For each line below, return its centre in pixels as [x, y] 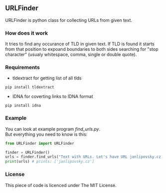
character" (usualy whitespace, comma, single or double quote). [71, 55]
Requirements [23, 68]
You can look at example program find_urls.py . [53, 129]
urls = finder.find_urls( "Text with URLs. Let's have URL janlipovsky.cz [83, 157]
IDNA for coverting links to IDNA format [53, 96]
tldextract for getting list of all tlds [47, 78]
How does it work [27, 33]
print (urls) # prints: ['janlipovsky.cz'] [50, 162]
